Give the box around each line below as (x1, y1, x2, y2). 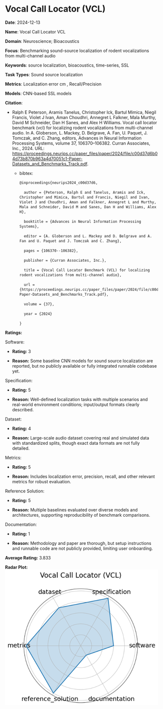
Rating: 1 (12, 531, 30, 537)
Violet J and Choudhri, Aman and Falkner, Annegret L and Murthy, (19, 200, 157, 204)
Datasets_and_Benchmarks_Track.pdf (12, 161, 87, 167)
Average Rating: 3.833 (5, 555, 51, 560)
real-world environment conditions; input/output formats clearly (12, 402, 140, 407)
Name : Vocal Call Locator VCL (5, 29, 66, 34)
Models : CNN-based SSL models (5, 90, 72, 96)
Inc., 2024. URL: (12, 145, 45, 151)
